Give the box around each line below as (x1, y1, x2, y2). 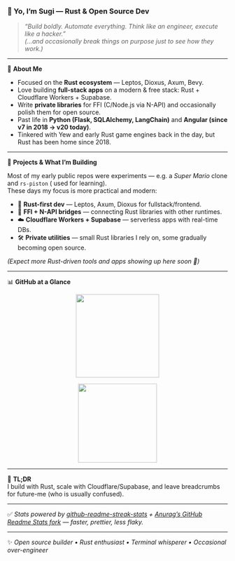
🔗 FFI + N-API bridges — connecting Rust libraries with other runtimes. (17, 208, 222, 216)
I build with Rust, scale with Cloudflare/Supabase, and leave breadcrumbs (7, 482, 220, 491)
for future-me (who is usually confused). (7, 490, 124, 499)
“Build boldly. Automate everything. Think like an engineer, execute (24, 22, 218, 31)
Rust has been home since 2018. (17, 138, 112, 147)
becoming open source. (17, 243, 87, 252)
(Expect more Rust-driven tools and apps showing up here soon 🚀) (7, 257, 200, 266)
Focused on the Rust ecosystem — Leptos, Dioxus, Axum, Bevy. (17, 79, 204, 87)
